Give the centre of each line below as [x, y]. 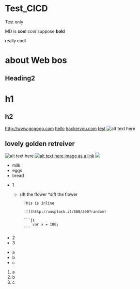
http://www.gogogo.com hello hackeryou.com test [55, 128]
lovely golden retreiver [40, 144]
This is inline [39, 203]
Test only [14, 22]
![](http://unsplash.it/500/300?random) [65, 212]
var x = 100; [46, 225]
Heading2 [20, 78]
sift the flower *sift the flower [48, 194]
